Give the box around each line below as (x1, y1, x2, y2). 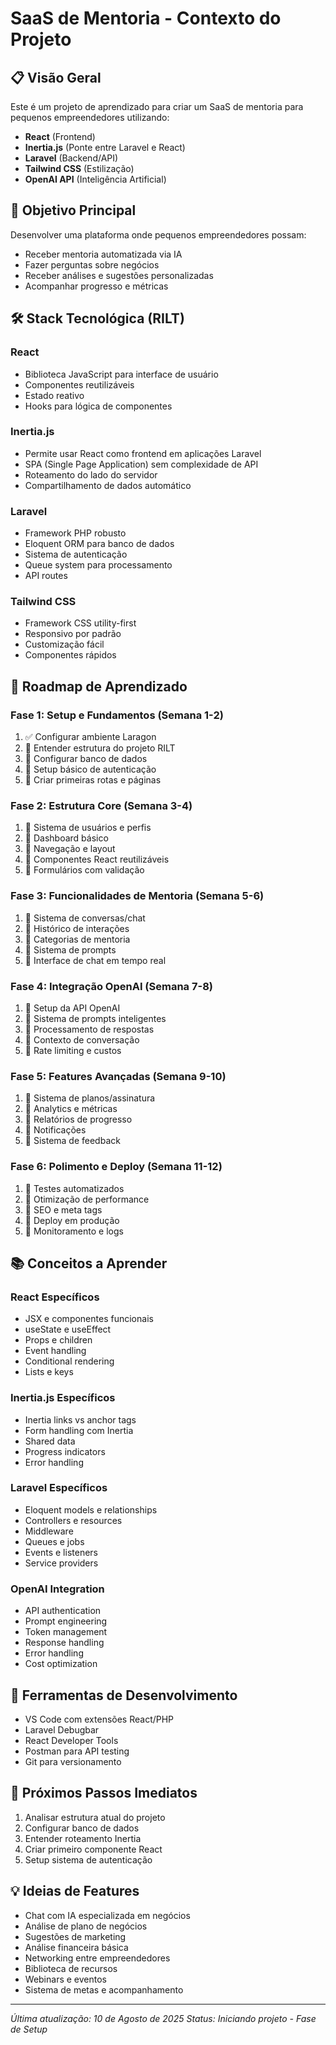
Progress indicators (24, 1445, 106, 1457)
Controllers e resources (24, 1514, 123, 1526)
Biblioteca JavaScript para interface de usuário (24, 368, 219, 380)
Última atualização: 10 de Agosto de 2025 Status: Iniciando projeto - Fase (10, 2012, 317, 2024)
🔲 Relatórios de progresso (24, 1113, 133, 1126)
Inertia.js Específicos (10, 1391, 116, 1405)
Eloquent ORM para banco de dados (24, 538, 175, 550)
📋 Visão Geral (10, 69, 102, 86)
